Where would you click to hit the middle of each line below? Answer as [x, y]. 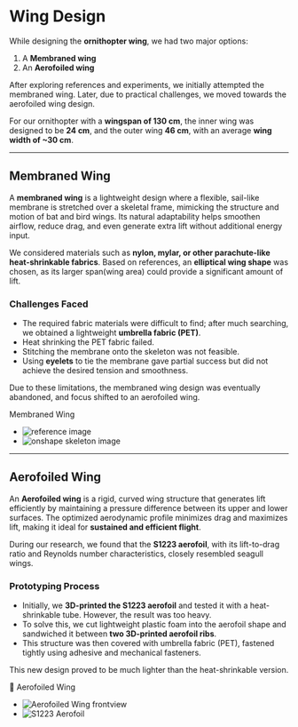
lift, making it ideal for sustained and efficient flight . [105, 527]
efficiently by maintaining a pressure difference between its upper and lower [149, 507]
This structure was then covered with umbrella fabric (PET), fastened [148, 643]
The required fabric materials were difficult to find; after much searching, [155, 324]
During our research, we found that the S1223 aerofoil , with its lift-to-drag [145, 544]
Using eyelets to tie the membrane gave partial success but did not [145, 361]
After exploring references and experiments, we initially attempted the [137, 84]
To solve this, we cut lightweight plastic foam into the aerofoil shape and [154, 625]
